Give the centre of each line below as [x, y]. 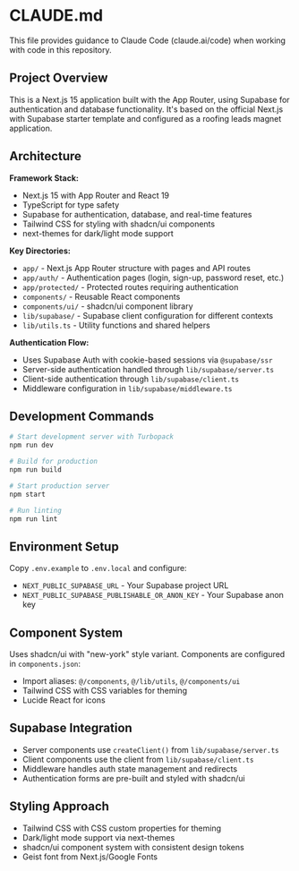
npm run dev [31, 445]
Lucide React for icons [64, 700]
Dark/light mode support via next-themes [98, 837]
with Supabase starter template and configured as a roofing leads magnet [145, 118]
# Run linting [36, 510]
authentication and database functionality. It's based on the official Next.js [146, 109]
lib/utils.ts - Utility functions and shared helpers [116, 325]
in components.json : [45, 664]
